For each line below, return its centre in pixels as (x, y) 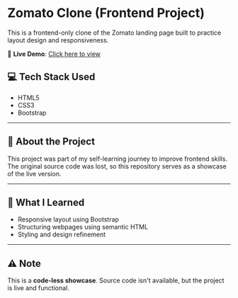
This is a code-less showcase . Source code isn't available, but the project (116, 280)
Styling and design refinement (62, 234)
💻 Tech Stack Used (51, 77)
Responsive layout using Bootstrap (68, 219)
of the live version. (34, 173)
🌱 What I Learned (46, 202)
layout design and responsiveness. (58, 40)
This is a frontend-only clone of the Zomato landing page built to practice (114, 33)
